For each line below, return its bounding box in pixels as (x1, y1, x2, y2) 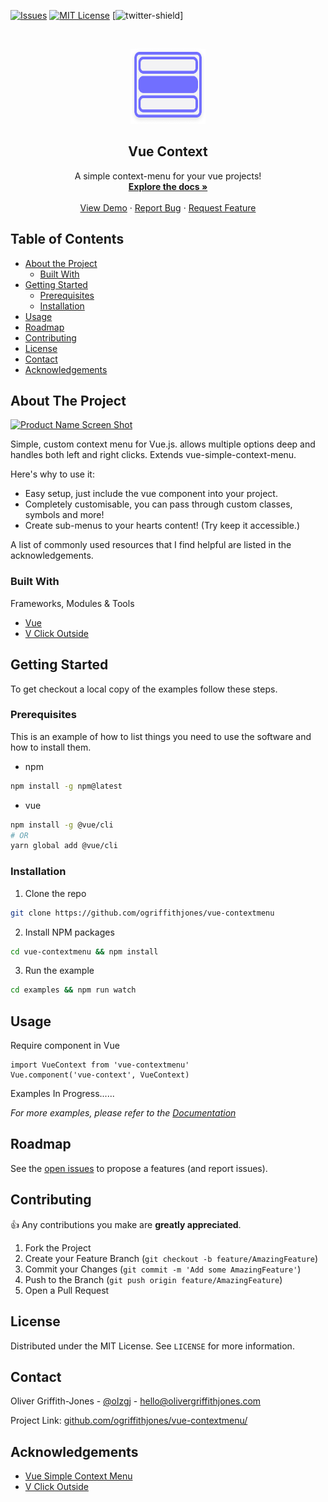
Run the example (24, 965, 95, 977)
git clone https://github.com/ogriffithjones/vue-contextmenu (10, 908, 275, 918)
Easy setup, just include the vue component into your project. (24, 488, 278, 500)
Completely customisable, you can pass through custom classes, (24, 498, 293, 510)
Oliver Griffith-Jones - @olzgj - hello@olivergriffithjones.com (10, 1395, 262, 1407)
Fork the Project (24, 1241, 92, 1254)
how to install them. (10, 741, 92, 753)
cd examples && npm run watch (10, 985, 137, 995)
